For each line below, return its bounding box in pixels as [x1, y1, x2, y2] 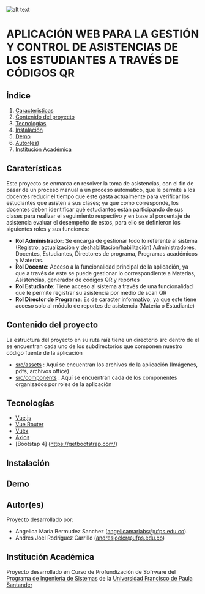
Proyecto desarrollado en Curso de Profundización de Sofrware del [6, 568, 176, 575]
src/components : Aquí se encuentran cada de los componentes [15, 374, 177, 381]
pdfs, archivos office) [15, 367, 69, 374]
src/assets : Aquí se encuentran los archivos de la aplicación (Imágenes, [15, 361, 198, 368]
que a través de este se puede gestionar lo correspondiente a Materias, [15, 269, 196, 277]
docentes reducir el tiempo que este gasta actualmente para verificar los [6, 193, 190, 200]
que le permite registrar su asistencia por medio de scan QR [15, 289, 167, 296]
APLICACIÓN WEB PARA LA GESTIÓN [6, 28, 199, 41]
